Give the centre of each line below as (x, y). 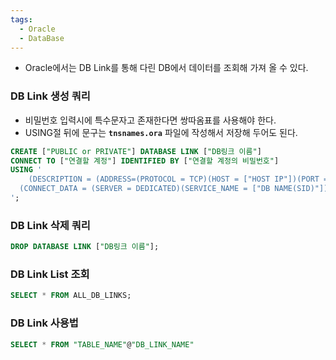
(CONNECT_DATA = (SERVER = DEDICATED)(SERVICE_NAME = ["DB (145, 189)
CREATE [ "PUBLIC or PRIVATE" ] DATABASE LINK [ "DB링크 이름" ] (136, 151)
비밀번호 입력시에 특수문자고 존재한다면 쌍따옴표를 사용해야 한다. (150, 120)
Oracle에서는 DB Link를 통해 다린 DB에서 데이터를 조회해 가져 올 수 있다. (166, 68)
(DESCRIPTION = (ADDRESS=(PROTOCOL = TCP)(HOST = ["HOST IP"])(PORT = (178, 179)
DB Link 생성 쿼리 (50, 96)
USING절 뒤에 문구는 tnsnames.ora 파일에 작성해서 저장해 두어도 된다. (161, 132)
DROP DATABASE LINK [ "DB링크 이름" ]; (85, 247)
